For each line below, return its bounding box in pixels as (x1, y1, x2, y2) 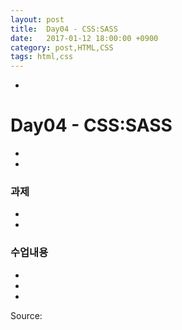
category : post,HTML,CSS (10, 42, 114, 53)
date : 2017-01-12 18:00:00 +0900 (10, 33, 159, 43)
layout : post (10, 14, 65, 25)
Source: (10, 309, 43, 321)
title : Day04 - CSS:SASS (10, 24, 118, 34)
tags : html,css (10, 52, 74, 62)
